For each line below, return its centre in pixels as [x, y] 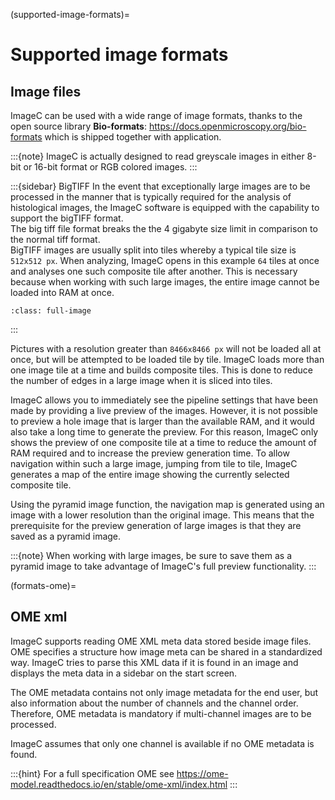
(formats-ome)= [43, 585]
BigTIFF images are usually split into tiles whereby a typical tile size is [153, 250]
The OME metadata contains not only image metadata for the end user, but [164, 692]
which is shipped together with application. [133, 137]
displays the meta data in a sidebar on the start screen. [124, 673]
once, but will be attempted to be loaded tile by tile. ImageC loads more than [167, 359]
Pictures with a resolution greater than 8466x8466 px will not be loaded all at [166, 348]
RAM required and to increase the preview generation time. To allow [150, 453]
